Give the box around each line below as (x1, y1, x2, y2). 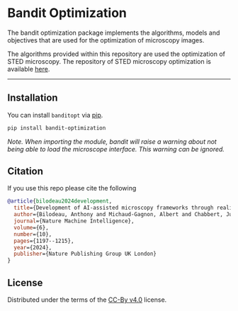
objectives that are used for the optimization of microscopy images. (7, 35, 205, 44)
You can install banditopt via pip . (7, 111, 103, 119)
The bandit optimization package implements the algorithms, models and (7, 28, 220, 37)
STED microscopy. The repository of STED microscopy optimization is (7, 57, 211, 65)
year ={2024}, (13, 244, 52, 251)
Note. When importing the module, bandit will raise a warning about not (7, 137, 217, 146)
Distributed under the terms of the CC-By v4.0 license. (7, 295, 167, 304)
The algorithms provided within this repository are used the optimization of (7, 50, 225, 58)
